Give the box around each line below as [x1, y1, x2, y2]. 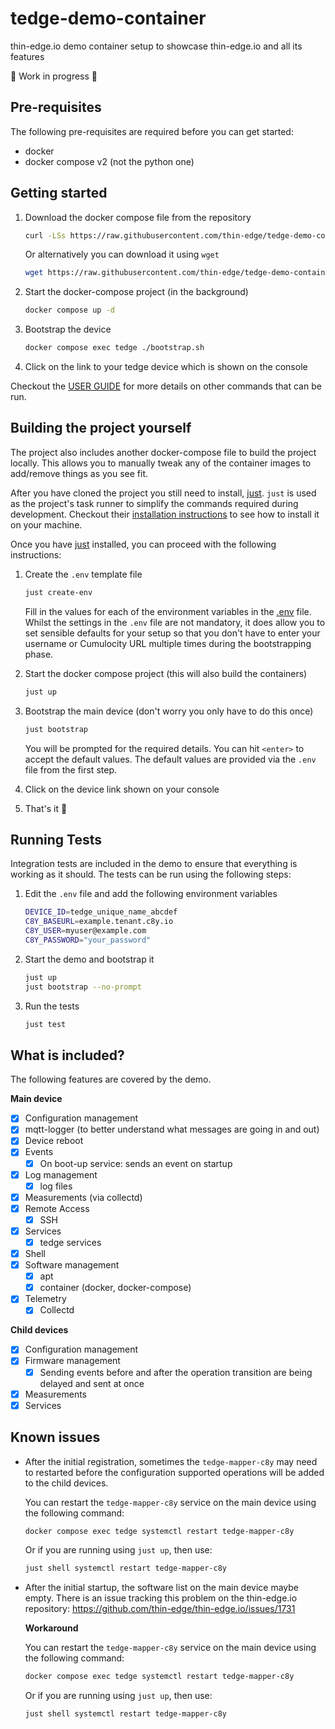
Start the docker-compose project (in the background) [24, 286, 249, 298]
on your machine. [10, 518, 83, 531]
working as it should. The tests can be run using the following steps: [10, 868, 292, 881]
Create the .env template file [24, 568, 143, 580]
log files [39, 1180, 73, 1192]
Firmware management [24, 1355, 121, 1367]
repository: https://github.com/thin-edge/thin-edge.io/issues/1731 [24, 1603, 296, 1615]
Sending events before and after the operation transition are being [39, 1366, 313, 1378]
